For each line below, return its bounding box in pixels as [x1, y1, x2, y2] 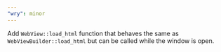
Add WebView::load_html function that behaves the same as [7, 29, 179, 37]
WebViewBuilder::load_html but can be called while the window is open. [7, 36, 215, 45]
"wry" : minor [7, 10, 46, 17]
